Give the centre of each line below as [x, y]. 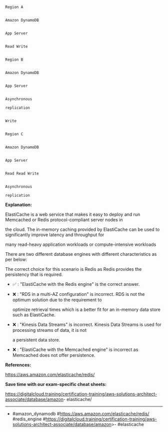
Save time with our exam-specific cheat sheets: [56, 384]
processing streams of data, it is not [49, 330]
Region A [14, 7]
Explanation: [19, 205]
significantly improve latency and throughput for [55, 235]
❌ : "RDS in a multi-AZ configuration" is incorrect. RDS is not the [78, 294]
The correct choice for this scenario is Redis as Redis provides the [73, 269]
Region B [14, 60]
